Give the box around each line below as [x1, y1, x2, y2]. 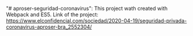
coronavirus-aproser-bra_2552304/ [6, 23, 92, 30]
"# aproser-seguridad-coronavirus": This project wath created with [6, 5, 168, 12]
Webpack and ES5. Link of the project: [6, 11, 98, 18]
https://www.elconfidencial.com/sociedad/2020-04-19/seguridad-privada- [6, 17, 187, 24]
